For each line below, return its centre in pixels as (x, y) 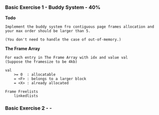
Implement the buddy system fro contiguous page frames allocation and (79, 27)
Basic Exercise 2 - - (29, 108)
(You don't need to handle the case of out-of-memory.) (63, 40)
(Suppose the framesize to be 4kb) (41, 62)
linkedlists (26, 96)
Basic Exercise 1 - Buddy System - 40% (53, 7)
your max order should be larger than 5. (48, 31)
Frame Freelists (22, 92)
